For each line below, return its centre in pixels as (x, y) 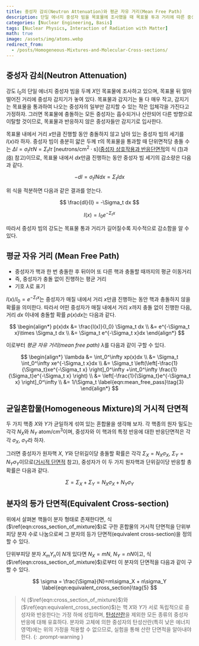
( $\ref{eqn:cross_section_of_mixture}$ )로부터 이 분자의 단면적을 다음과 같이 (96, 562)
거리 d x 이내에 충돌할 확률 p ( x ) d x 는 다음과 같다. (61, 315)
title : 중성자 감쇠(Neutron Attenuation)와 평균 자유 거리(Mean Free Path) (94, 12)
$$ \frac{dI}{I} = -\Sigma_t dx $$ (99, 202)
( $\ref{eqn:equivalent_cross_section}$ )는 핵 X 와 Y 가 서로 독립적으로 (102, 608)
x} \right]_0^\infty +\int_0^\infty (120, 370)
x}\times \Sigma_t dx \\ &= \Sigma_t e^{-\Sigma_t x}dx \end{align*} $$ (99, 333)
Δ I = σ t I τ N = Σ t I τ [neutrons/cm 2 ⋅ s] (55, 149)
